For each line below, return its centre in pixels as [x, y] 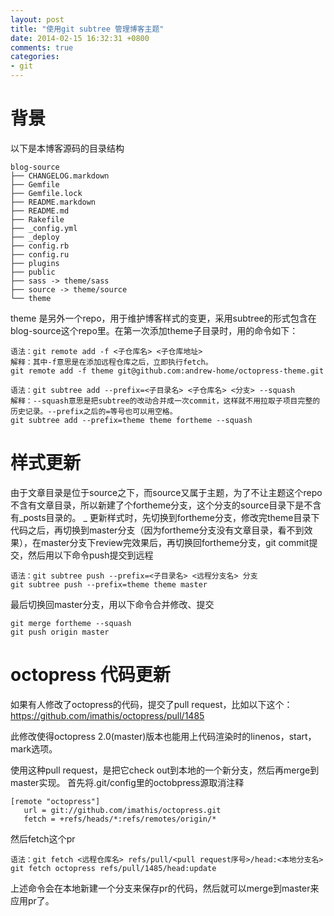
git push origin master [60, 632]
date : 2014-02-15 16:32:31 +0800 [80, 38]
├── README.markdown [53, 202]
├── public [33, 272]
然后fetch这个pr [43, 838]
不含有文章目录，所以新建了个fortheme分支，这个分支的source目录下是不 [161, 505]
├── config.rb [40, 246]
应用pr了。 [32, 900]
